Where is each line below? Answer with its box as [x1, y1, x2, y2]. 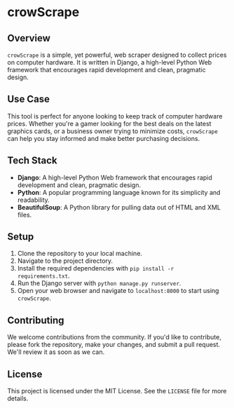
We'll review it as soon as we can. [7, 348, 105, 356]
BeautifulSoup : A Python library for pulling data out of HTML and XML [17, 203, 221, 211]
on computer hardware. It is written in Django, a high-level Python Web [7, 58, 212, 67]
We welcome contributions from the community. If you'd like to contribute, [7, 333, 222, 341]
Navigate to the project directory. [17, 257, 113, 265]
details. [7, 394, 29, 403]
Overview [7, 32, 51, 44]
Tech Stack [7, 155, 57, 167]
